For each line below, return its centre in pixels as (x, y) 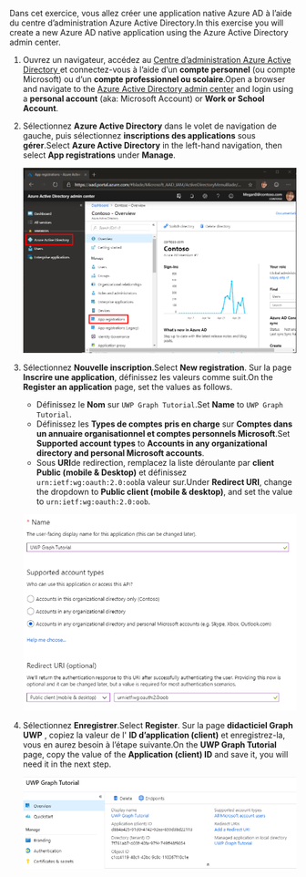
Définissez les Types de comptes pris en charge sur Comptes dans (164, 424)
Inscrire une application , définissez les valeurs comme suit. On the (148, 377)
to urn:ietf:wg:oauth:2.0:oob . (93, 501)
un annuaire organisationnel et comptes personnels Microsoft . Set (163, 433)
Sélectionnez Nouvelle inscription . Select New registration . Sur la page (157, 367)
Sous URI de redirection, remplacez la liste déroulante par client (155, 462)
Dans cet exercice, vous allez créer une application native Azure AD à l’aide (151, 13)
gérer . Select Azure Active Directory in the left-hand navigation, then (152, 145)
